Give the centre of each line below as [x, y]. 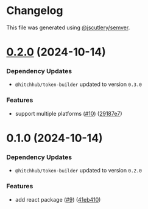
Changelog [35, 11]
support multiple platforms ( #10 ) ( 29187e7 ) [69, 113]
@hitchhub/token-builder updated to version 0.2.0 [78, 171]
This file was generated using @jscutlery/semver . [68, 27]
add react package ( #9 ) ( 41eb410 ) [58, 199]
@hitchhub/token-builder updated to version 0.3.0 [78, 84]
